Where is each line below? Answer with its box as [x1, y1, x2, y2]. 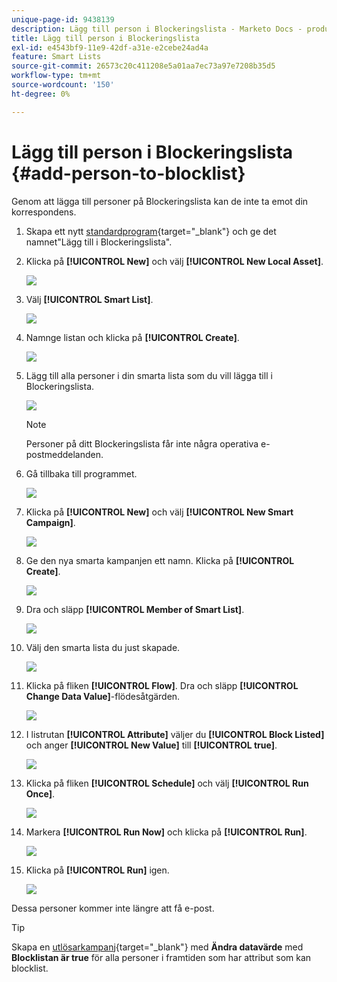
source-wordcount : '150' [11, 80, 115, 90]
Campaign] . [25, 516, 76, 528]
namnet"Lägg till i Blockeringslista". [25, 236, 173, 248]
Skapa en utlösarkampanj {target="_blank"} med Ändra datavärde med [11, 941, 304, 953]
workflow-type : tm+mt [11, 71, 102, 81]
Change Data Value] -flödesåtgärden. [25, 690, 181, 702]
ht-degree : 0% [11, 89, 71, 99]
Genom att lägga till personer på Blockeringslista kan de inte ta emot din [11, 195, 309, 207]
